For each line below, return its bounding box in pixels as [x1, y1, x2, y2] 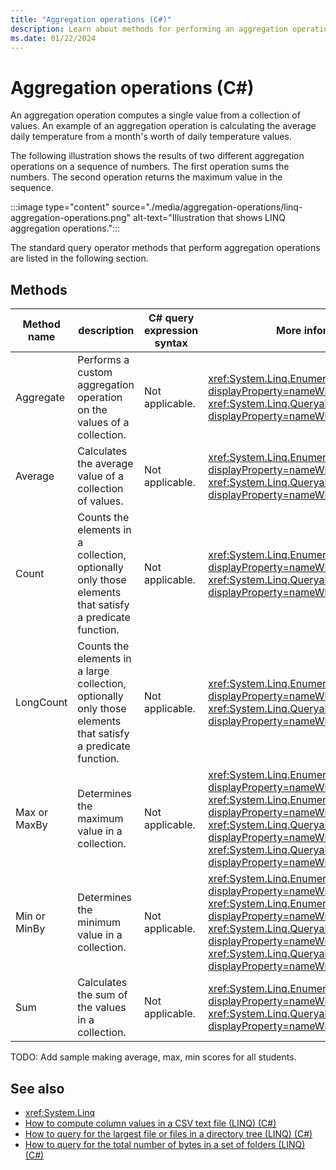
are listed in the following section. [10, 252, 149, 265]
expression [144, 324, 199, 338]
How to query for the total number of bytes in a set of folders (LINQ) [24, 1138, 306, 1150]
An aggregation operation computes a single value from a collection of [10, 109, 301, 121]
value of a [77, 469, 124, 483]
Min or [15, 909, 46, 923]
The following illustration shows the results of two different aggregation [10, 150, 305, 162]
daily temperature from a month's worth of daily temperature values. [10, 131, 292, 143]
